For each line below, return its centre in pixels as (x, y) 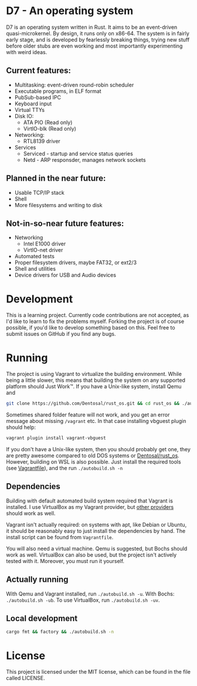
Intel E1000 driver (45, 244)
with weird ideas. (27, 52)
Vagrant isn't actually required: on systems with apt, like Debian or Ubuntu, (96, 524)
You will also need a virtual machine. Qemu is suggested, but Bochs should (97, 548)
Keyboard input (33, 104)
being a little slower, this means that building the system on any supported (96, 380)
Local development (42, 619)
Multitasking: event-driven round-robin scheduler (74, 85)
